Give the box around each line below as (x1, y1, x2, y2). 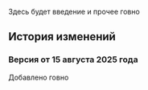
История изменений (8, 30, 117, 43)
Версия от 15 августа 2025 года (8, 54, 138, 65)
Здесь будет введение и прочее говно (8, 7, 141, 16)
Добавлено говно (8, 72, 69, 82)
